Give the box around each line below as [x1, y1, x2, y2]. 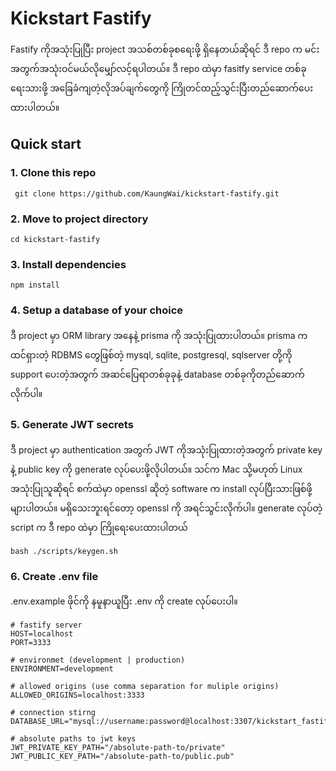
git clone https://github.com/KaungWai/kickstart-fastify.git [14, 188, 280, 199]
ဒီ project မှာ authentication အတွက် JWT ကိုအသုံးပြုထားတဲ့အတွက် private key [10, 443, 323, 456]
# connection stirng [10, 708, 97, 718]
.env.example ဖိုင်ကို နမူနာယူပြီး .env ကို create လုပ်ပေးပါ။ [10, 595, 238, 607]
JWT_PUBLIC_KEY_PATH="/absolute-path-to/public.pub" [10, 752, 235, 762]
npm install [10, 280, 60, 291]
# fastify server [10, 620, 83, 631]
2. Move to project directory [10, 212, 149, 226]
